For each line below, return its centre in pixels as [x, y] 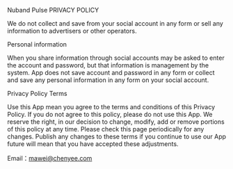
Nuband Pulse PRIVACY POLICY [53, 10]
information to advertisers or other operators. [72, 31]
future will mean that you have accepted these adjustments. [93, 144]
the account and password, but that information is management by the [108, 65]
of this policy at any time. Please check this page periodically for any [106, 129]
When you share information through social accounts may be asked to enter [116, 58]
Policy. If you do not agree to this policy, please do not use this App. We [110, 114]
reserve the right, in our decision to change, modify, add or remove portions [116, 122]
